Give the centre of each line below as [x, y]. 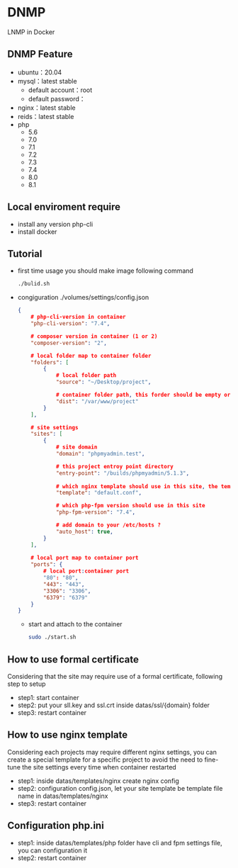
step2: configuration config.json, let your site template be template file [120, 788]
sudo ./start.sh [52, 637]
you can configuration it [52, 850]
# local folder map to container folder [91, 356]
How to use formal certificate [73, 659]
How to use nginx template [68, 735]
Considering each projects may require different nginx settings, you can [112, 752]
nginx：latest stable [46, 108]
